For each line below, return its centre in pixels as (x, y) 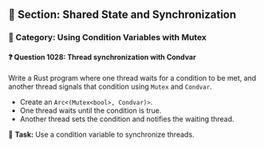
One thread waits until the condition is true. (91, 110)
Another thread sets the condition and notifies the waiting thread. (127, 119)
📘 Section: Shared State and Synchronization (122, 15)
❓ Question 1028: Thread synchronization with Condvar (102, 57)
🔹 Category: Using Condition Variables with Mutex (108, 38)
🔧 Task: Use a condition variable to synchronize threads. (101, 134)
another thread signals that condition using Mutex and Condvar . (110, 86)
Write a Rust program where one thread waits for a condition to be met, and (132, 77)
